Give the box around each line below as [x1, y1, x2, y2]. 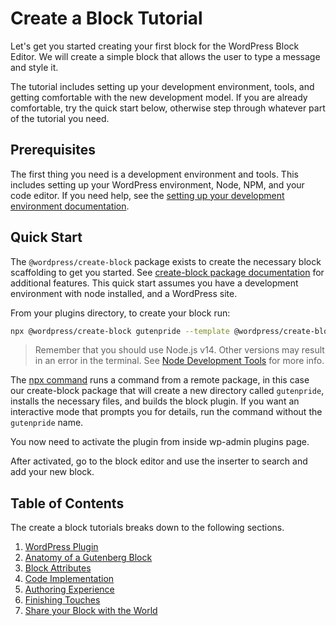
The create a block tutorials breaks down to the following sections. [10, 522, 285, 534]
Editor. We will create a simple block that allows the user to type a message [10, 50, 321, 62]
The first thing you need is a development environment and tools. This [10, 168, 299, 180]
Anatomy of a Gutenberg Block [24, 552, 153, 564]
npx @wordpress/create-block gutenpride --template [10, 326, 230, 336]
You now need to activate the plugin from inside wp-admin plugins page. [10, 436, 310, 448]
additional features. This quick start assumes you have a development [10, 277, 299, 289]
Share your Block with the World [24, 605, 158, 617]
